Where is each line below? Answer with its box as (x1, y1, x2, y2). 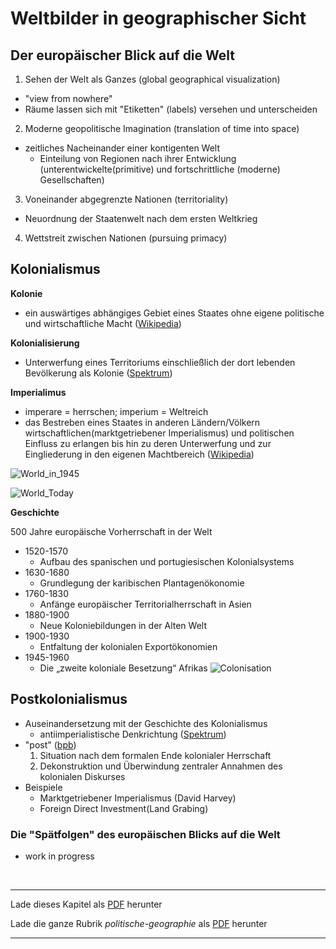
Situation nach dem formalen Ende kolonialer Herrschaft (39, 749, 272, 761)
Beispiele (24, 781, 63, 793)
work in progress (24, 850, 95, 862)
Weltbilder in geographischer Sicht (10, 7, 307, 30)
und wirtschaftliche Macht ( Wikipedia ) (24, 317, 182, 329)
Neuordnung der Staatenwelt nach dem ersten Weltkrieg (24, 213, 258, 224)
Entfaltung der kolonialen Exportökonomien (39, 640, 218, 652)
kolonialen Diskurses (39, 770, 126, 782)
